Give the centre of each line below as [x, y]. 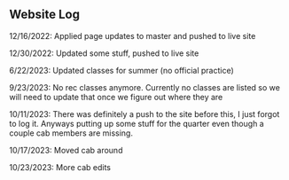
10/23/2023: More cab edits [60, 167]
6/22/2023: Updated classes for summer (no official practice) [122, 70]
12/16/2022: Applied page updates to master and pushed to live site [133, 35]
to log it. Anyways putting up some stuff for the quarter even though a [137, 123]
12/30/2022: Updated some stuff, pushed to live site [104, 53]
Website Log [44, 15]
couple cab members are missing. [71, 133]
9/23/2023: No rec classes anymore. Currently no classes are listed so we [145, 87]
